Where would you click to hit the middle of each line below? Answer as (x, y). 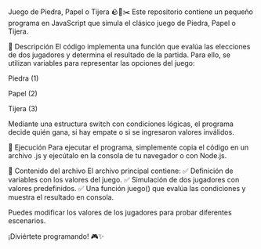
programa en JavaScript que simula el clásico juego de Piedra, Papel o (122, 23)
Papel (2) (23, 94)
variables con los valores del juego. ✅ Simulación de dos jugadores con (124, 180)
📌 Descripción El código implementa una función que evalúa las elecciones (129, 47)
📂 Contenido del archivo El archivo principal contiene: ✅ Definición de (121, 171)
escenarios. (27, 221)
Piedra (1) (24, 78)
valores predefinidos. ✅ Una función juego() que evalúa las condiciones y (127, 188)
